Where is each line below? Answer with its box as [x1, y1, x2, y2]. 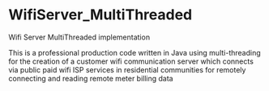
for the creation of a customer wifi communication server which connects [8, 56, 254, 66]
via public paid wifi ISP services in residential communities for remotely [8, 64, 246, 74]
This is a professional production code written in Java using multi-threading [8, 48, 261, 57]
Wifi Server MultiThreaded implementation [8, 32, 151, 42]
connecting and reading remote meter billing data [8, 73, 173, 83]
